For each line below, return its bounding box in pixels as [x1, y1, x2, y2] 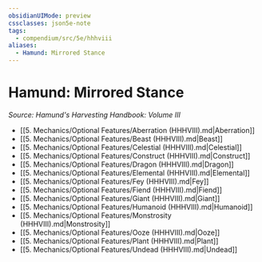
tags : [8, 26, 26, 34]
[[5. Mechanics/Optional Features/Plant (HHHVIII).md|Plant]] [19, 236, 219, 245]
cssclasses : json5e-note [8, 19, 91, 27]
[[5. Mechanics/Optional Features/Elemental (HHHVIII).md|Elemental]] [19, 167, 250, 177]
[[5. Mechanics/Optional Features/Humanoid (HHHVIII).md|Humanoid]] [19, 202, 253, 212]
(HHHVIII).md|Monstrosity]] [19, 219, 111, 228]
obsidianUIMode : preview [8, 11, 91, 20]
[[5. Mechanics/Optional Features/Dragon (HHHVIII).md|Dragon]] [19, 159, 234, 169]
